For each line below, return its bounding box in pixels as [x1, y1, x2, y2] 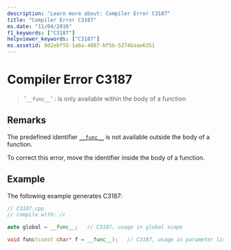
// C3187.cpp [7, 205, 45, 212]
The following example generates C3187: [7, 191, 122, 200]
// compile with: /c [7, 211, 67, 218]
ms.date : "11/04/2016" [7, 23, 72, 30]
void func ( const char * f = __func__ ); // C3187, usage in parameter [7, 236, 214, 243]
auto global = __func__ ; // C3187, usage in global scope [7, 224, 184, 231]
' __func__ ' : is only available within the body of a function [23, 94, 186, 103]
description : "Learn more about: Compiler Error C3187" [7, 10, 170, 17]
